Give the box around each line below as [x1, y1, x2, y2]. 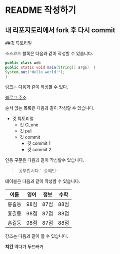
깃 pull [19, 127, 33, 134]
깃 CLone [19, 122, 39, 127]
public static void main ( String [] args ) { [5, 65, 96, 70]
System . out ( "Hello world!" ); [5, 69, 65, 74]
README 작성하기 [5, 4, 77, 16]
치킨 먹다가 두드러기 [5, 244, 43, 250]
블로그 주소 [5, 94, 27, 100]
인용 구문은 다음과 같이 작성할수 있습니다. [5, 157, 84, 163]
